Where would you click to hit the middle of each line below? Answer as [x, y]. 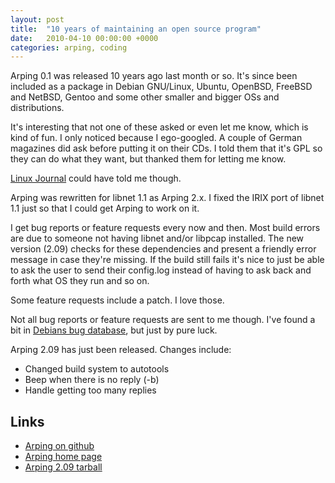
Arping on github [59, 446]
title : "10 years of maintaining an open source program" [136, 29]
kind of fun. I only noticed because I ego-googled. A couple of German [156, 138]
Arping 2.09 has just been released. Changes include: [121, 350]
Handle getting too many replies [90, 390]
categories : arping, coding [69, 47]
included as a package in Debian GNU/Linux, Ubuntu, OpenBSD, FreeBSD [161, 87]
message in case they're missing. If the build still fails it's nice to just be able [167, 260]
